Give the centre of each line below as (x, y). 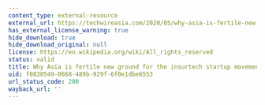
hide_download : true (42, 37)
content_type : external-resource (63, 15)
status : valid (32, 60)
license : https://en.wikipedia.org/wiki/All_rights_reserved (111, 52)
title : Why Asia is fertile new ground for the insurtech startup (119, 67)
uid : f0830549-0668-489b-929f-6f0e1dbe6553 (81, 74)
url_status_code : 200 (44, 81)
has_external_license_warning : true (68, 30)
